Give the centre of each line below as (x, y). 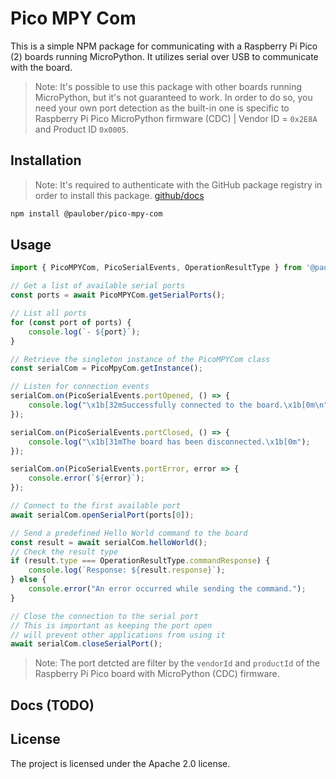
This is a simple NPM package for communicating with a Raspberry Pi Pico (164, 46)
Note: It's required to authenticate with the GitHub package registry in (178, 184)
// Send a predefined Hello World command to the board (129, 533)
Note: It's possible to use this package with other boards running (168, 86)
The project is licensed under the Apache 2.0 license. (120, 763)
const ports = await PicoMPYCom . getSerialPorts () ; (118, 295)
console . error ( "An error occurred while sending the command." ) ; (167, 589)
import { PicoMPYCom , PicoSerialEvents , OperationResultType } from (156, 268)
